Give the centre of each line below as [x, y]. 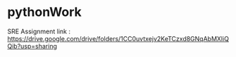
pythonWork [45, 12]
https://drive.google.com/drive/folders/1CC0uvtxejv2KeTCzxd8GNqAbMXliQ [118, 38]
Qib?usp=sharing [32, 46]
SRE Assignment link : [39, 31]
